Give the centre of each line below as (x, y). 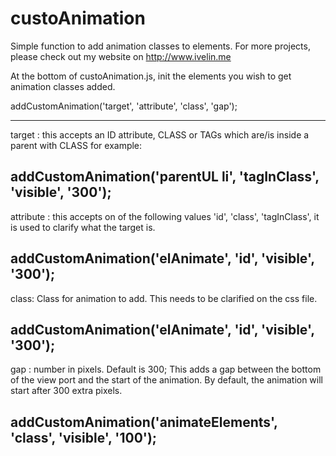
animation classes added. (63, 86)
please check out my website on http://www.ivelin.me (121, 56)
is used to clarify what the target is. (83, 227)
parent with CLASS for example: (76, 145)
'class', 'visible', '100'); (84, 437)
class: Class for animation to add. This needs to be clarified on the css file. (164, 298)
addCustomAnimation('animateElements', (144, 422)
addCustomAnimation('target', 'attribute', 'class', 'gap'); (124, 106)
